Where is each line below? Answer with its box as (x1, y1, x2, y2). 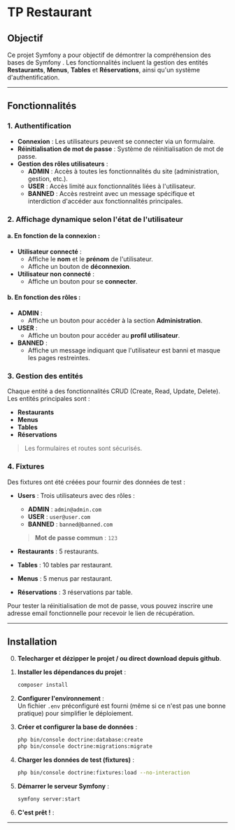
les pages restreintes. (27, 354, 91, 362)
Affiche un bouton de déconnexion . (27, 262, 131, 270)
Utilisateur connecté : (17, 247, 82, 256)
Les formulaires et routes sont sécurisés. (24, 444, 143, 453)
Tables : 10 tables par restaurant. (17, 560, 113, 569)
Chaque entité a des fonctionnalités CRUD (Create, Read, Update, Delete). (7, 387, 220, 395)
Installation (7, 636, 57, 647)
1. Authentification (7, 121, 71, 131)
